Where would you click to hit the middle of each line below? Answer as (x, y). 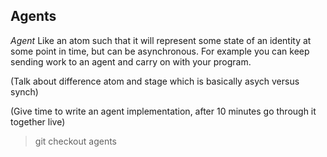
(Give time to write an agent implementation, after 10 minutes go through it (163, 111)
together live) (38, 121)
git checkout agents (76, 141)
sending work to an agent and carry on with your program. (131, 61)
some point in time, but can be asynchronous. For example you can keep (160, 51)
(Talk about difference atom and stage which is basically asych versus (155, 81)
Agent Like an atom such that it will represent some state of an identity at (161, 40)
